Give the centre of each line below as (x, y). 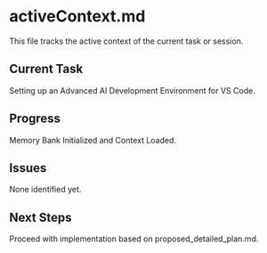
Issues (28, 168)
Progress (35, 119)
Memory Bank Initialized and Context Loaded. (93, 140)
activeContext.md (77, 16)
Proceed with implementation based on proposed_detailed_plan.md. (134, 239)
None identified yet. (45, 190)
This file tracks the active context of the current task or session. (126, 41)
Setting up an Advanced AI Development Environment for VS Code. (132, 90)
